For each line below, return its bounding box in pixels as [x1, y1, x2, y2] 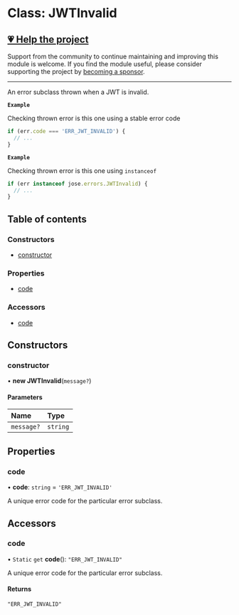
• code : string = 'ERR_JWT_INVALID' [7, 483, 112, 492]
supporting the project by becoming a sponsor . [7, 68, 145, 75]
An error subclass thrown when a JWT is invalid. [7, 88, 149, 96]
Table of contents [7, 213, 87, 225]
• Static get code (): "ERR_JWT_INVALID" [7, 554, 123, 563]
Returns [7, 585, 32, 594]
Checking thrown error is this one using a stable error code [7, 114, 181, 122]
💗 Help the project [7, 33, 89, 46]
